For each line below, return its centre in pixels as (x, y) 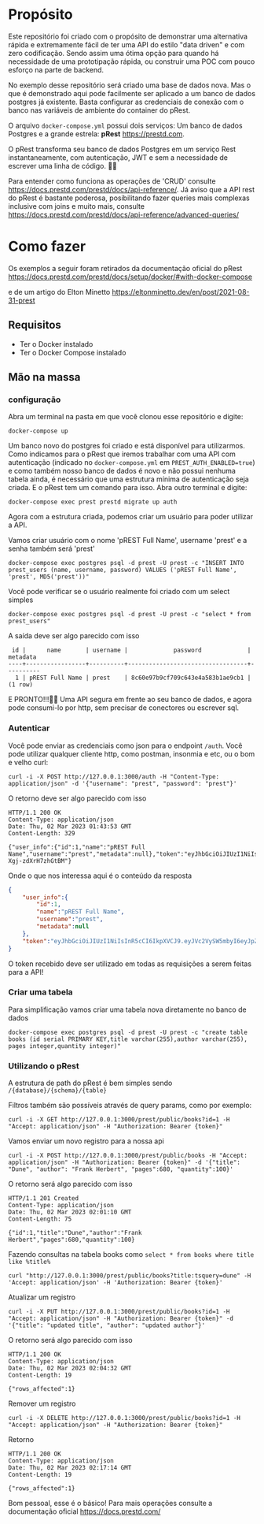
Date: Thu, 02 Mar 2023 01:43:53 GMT (70, 826)
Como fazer (47, 247)
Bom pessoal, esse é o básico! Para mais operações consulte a (110, 1504)
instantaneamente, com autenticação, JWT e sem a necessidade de (118, 157)
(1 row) (21, 685)
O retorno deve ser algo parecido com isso (77, 798)
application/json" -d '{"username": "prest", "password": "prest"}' (123, 783)
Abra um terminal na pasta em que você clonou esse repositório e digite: (126, 417)
